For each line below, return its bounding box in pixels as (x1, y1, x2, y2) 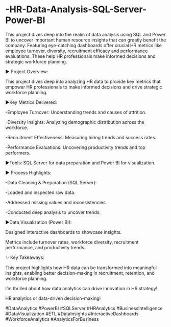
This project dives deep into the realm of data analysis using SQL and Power (5, 31, 166, 37)
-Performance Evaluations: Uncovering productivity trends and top (5, 144, 145, 150)
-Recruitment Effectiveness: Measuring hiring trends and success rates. (5, 134, 157, 140)
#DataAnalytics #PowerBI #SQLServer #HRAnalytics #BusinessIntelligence (5, 305, 163, 311)
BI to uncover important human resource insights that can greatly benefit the (5, 37, 166, 43)
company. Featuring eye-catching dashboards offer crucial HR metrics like (5, 42, 162, 48)
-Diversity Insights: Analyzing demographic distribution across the (5, 119, 144, 125)
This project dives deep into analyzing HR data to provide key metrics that (5, 78, 161, 84)
